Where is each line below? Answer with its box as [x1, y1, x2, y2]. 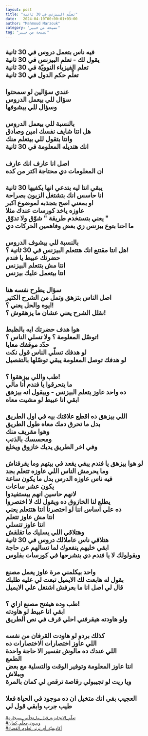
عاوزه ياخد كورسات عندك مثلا [5, 206, 85, 214]
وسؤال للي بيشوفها [5, 103, 57, 111]
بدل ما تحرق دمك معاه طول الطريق [5, 420, 101, 428]
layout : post [5, 7, 32, 12]
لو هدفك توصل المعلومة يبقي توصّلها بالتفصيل [5, 356, 127, 364]
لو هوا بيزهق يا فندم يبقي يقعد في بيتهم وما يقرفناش [5, 459, 143, 468]
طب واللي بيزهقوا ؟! [5, 373, 60, 381]
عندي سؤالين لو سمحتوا [5, 88, 69, 96]
